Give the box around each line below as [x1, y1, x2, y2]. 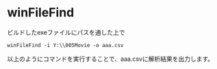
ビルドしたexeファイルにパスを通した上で [7, 28, 125, 36]
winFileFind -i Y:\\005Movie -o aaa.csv [7, 42, 125, 49]
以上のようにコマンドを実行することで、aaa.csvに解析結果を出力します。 [7, 55, 214, 63]
